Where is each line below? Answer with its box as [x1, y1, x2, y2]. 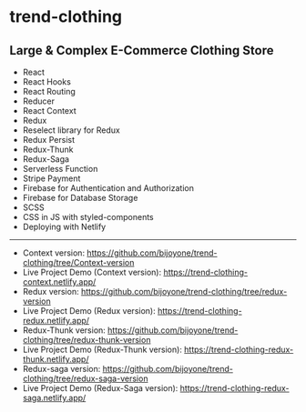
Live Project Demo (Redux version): [22, 306, 157, 316]
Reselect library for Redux [22, 125, 120, 136]
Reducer [22, 95, 56, 106]
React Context [22, 106, 76, 116]
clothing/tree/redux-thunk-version [22, 335, 151, 345]
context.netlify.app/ [22, 276, 97, 287]
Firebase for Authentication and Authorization [22, 183, 194, 193]
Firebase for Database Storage [22, 193, 138, 203]
